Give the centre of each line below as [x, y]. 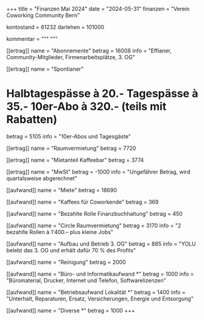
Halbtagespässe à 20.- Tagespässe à [102, 94]
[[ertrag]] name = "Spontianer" [45, 69]
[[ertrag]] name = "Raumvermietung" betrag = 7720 [71, 148]
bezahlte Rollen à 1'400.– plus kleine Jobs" [60, 232]
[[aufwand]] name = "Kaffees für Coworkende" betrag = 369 [83, 202]
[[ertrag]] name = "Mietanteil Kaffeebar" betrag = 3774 [75, 160]
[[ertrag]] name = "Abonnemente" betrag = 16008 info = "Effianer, [89, 51]
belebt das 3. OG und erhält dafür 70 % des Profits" [71, 250]
